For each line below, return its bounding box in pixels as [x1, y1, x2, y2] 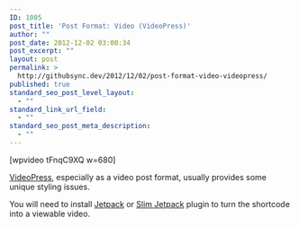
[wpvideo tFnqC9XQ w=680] [9, 154, 116, 165]
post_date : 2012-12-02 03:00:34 [9, 38, 131, 48]
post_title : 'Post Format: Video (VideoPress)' [9, 22, 192, 30]
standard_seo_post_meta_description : [9, 122, 151, 131]
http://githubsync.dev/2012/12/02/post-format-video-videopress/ [17, 72, 268, 81]
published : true [9, 80, 70, 89]
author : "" [9, 30, 50, 39]
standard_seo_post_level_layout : [9, 88, 135, 97]
